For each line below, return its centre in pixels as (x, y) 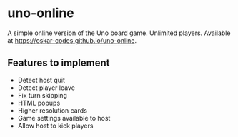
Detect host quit (41, 80)
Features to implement (59, 63)
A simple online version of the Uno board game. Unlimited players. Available (119, 33)
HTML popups (39, 103)
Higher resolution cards (53, 110)
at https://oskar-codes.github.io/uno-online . (72, 40)
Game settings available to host (64, 118)
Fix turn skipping (43, 95)
